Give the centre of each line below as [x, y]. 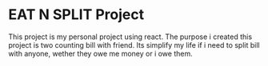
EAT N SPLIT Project [76, 15]
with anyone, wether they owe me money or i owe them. [101, 53]
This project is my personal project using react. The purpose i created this [130, 37]
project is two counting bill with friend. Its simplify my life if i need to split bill [134, 45]
